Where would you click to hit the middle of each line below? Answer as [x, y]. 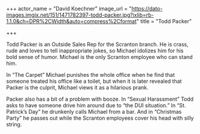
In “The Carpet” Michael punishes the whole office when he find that [90, 75]
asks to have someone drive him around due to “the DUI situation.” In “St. [96, 105]
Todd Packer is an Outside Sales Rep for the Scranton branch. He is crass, [97, 44]
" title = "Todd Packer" [164, 21]
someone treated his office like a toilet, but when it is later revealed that [94, 81]
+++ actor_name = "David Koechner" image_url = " [69, 9]
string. [14, 124]
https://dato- [147, 9]
